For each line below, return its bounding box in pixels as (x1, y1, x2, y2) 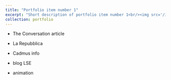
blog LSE (12, 60, 32, 66)
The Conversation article (12, 31, 65, 37)
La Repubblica (12, 41, 43, 47)
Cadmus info (12, 50, 40, 56)
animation (12, 70, 34, 76)
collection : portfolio (5, 17, 53, 22)
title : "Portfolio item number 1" (5, 7, 79, 13)
